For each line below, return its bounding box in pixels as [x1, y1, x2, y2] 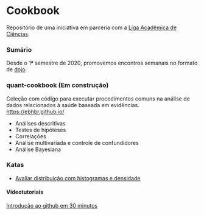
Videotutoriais [6, 188, 44, 196]
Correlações [15, 132, 47, 140]
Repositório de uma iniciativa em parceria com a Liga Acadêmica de [6, 24, 177, 31]
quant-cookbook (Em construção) [6, 81, 109, 90]
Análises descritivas [15, 119, 66, 127]
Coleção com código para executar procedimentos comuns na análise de [6, 95, 190, 102]
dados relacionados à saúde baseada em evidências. [6, 101, 140, 108]
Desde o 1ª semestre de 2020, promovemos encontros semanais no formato [6, 59, 198, 67]
